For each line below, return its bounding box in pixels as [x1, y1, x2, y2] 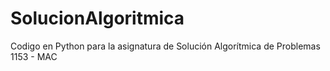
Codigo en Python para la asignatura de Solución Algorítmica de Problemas [10, 40, 321, 52]
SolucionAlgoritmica [10, 7, 185, 30]
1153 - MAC [10, 50, 58, 62]
